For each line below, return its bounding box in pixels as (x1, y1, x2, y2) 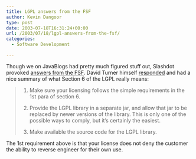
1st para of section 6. (29, 92, 81, 100)
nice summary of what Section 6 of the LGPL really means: (6, 75, 149, 82)
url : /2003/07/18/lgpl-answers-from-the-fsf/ (6, 31, 120, 37)
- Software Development (11, 42, 70, 48)
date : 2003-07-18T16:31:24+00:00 (6, 25, 89, 31)
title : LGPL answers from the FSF (6, 8, 92, 15)
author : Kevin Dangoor (6, 14, 62, 20)
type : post (6, 19, 33, 25)
